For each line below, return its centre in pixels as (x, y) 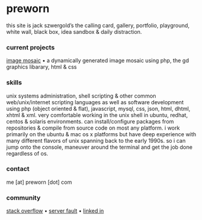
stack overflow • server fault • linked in (55, 211)
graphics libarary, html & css (42, 67)
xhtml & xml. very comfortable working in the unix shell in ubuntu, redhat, (97, 115)
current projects (31, 47)
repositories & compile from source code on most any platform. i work (93, 128)
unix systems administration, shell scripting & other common (81, 96)
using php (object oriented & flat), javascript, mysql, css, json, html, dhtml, (99, 108)
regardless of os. (27, 153)
